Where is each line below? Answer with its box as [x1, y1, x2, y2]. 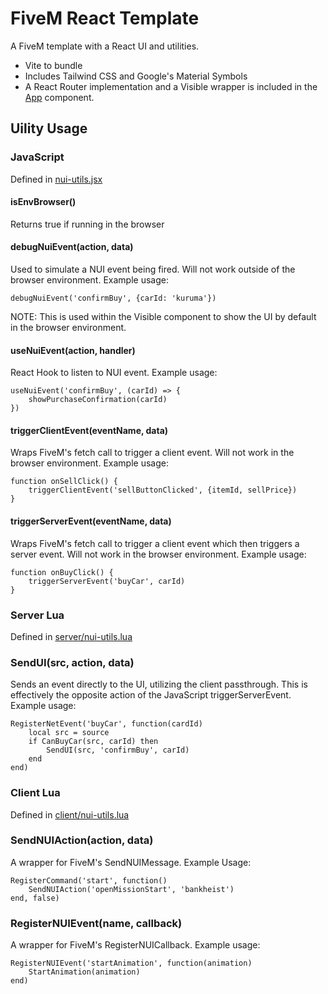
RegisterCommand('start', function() [10, 875, 168, 886]
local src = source [28, 728, 110, 738]
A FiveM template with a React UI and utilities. [10, 40, 200, 52]
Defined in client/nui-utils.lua [10, 808, 130, 821]
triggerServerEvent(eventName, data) [10, 515, 172, 527]
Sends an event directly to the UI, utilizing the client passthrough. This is [10, 678, 308, 691]
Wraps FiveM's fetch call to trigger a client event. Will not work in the [10, 447, 295, 459]
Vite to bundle [24, 59, 83, 71]
